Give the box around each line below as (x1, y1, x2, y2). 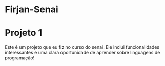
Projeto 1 (5, 27, 43, 39)
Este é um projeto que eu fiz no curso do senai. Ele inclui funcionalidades (5, 44, 160, 50)
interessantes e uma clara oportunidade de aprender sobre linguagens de (5, 50, 160, 56)
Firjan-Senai (5, 4, 58, 15)
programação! (5, 55, 35, 61)
